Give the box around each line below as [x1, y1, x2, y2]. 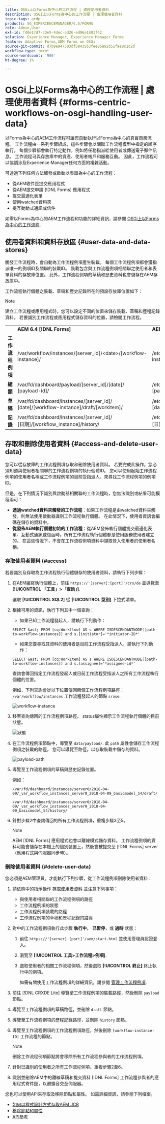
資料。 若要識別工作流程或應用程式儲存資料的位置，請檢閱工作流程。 [5, 315, 144, 320]
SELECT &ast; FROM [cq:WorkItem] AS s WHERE [12, 657, 105, 662]
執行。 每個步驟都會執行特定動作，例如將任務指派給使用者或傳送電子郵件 [5, 147, 153, 153]
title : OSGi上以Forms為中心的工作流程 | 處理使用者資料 [5, 7, 110, 12]
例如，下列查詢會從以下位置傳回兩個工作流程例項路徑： [12, 687, 124, 693]
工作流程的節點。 [20, 1033, 55, 1039]
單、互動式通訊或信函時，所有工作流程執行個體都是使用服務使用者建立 [12, 531, 155, 537]
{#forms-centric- [58, 97, 131, 108]
